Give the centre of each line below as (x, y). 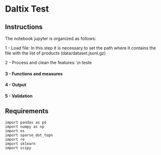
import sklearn (20, 144)
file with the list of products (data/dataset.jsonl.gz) (55, 53)
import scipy (18, 148)
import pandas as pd (26, 122)
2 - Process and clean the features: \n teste (48, 62)
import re (15, 139)
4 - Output (16, 85)
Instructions (24, 27)
